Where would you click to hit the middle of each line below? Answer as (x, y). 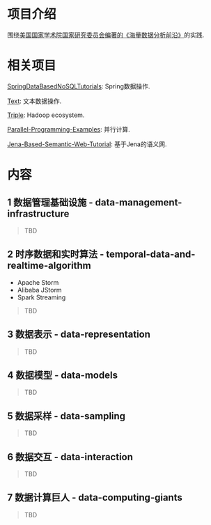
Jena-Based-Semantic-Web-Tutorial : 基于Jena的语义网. (87, 144)
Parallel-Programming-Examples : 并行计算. (69, 129)
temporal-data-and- (150, 254)
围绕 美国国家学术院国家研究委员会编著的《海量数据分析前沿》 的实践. (106, 35)
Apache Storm (38, 282)
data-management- (139, 203)
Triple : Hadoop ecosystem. (46, 115)
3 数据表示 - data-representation (79, 335)
